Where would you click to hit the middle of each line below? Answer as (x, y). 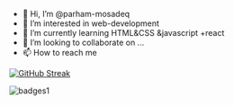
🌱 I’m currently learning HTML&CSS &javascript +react (123, 33)
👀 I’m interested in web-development (91, 23)
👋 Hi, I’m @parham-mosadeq (76, 14)
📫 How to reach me (59, 52)
